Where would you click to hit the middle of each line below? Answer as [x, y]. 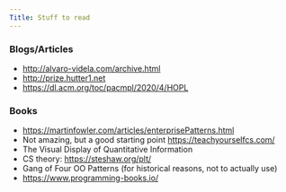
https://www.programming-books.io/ [90, 178]
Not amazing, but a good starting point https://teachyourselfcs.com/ [149, 140]
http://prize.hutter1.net [64, 78]
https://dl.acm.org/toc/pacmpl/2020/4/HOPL [105, 87]
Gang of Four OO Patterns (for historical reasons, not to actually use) [150, 169]
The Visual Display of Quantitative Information [107, 150]
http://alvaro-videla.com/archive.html [91, 68]
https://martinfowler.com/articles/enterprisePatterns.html [128, 130]
